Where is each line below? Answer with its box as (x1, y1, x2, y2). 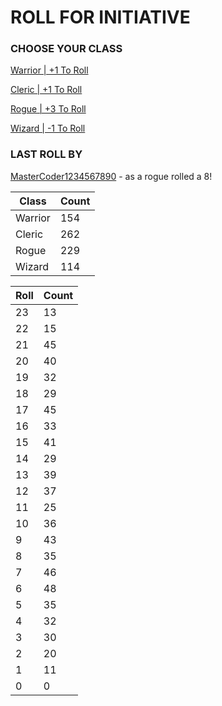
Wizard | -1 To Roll (10, 122, 86, 135)
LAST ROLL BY (10, 147, 83, 161)
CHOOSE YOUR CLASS (10, 42, 123, 56)
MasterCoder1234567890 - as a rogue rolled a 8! (10, 170, 213, 182)
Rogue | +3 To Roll (10, 103, 87, 115)
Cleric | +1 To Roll (10, 84, 83, 96)
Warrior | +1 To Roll (10, 64, 89, 76)
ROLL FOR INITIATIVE (10, 6, 191, 29)
